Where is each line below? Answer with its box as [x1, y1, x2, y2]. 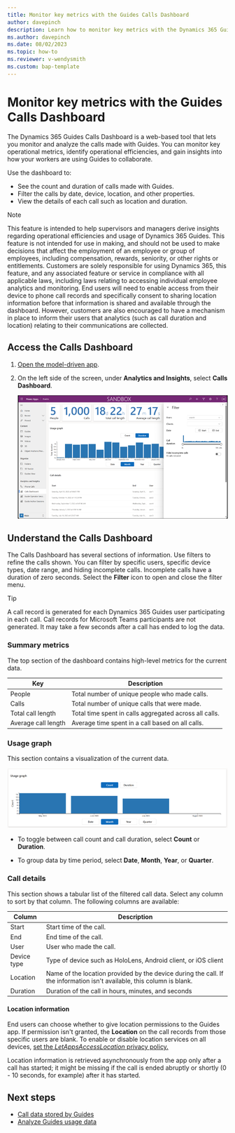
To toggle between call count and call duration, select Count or [17, 835, 200, 844]
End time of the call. [45, 932, 104, 941]
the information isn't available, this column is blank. [45, 976, 193, 986]
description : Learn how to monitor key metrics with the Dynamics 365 [7, 26, 218, 33]
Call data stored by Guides [17, 1110, 94, 1119]
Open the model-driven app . [17, 360, 100, 369]
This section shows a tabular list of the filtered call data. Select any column [7, 889, 224, 898]
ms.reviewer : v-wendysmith [7, 56, 86, 63]
